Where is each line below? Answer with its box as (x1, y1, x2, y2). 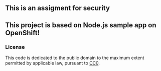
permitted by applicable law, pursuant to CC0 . (5, 60, 100, 66)
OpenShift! (5, 28, 40, 37)
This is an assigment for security (5, 4, 110, 12)
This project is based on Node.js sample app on (5, 21, 156, 29)
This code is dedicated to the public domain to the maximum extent (5, 55, 144, 61)
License (5, 43, 25, 50)
